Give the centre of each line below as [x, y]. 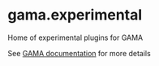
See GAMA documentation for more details [79, 53]
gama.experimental [75, 15]
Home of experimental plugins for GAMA [75, 37]
